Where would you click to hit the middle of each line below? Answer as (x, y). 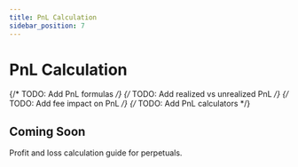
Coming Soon (47, 131)
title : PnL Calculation (53, 17)
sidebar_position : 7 (47, 26)
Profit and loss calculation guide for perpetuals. (96, 153)
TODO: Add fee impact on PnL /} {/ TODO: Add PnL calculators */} (130, 104)
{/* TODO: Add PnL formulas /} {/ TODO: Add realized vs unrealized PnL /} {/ (149, 94)
